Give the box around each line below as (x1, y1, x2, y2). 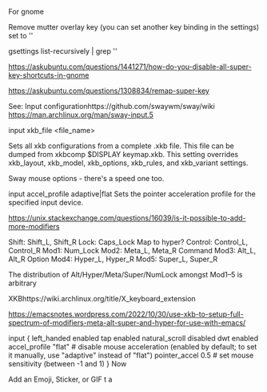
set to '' (8, 31, 34, 40)
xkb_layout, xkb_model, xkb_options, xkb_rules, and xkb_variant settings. (8, 158, 249, 168)
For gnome (8, 7, 44, 16)
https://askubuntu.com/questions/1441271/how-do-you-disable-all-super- (8, 62, 252, 71)
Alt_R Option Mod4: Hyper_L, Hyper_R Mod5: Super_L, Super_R (8, 254, 218, 264)
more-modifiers (8, 222, 60, 231)
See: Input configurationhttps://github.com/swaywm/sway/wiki (8, 102, 216, 111)
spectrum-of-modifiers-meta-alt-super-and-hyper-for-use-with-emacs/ (8, 318, 246, 327)
